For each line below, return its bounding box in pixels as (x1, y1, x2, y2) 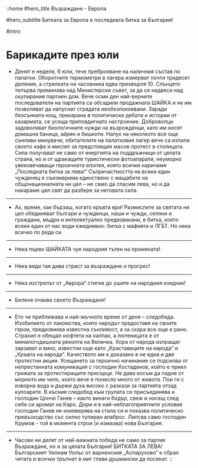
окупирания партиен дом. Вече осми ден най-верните (14, 92, 153, 99)
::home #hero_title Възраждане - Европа (6, 5, 107, 12)
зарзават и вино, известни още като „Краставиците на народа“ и (14, 344, 179, 351)
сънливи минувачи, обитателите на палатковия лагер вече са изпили (14, 137, 190, 144)
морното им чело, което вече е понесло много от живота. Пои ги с (14, 376, 184, 383)
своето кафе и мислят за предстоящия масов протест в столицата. (14, 142, 184, 150)
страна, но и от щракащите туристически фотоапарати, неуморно (14, 155, 182, 162)
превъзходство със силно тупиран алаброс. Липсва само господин (14, 413, 187, 420)
